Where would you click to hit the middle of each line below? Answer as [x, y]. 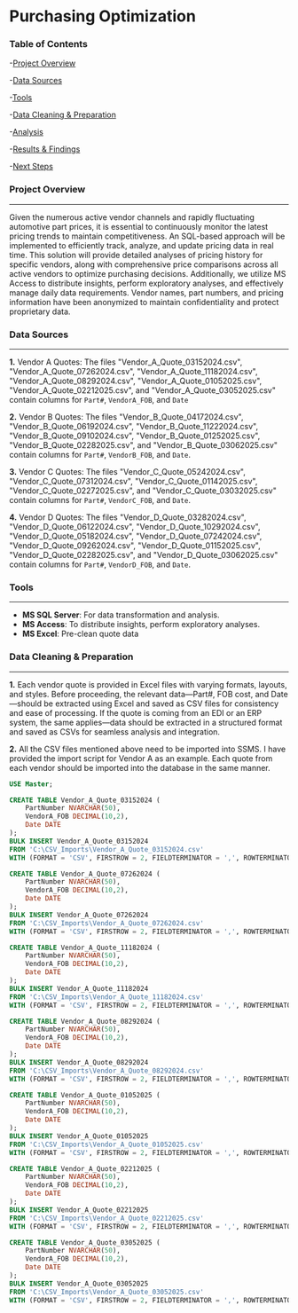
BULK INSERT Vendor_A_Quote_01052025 [79, 1136]
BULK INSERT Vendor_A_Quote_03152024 [79, 841]
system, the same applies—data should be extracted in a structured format [146, 722]
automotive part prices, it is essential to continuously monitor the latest [139, 226]
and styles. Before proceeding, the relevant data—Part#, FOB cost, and [139, 694]
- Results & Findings [45, 149]
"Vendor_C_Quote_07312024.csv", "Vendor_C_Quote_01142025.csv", [133, 482]
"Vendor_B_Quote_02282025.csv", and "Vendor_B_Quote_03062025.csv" [143, 445]
